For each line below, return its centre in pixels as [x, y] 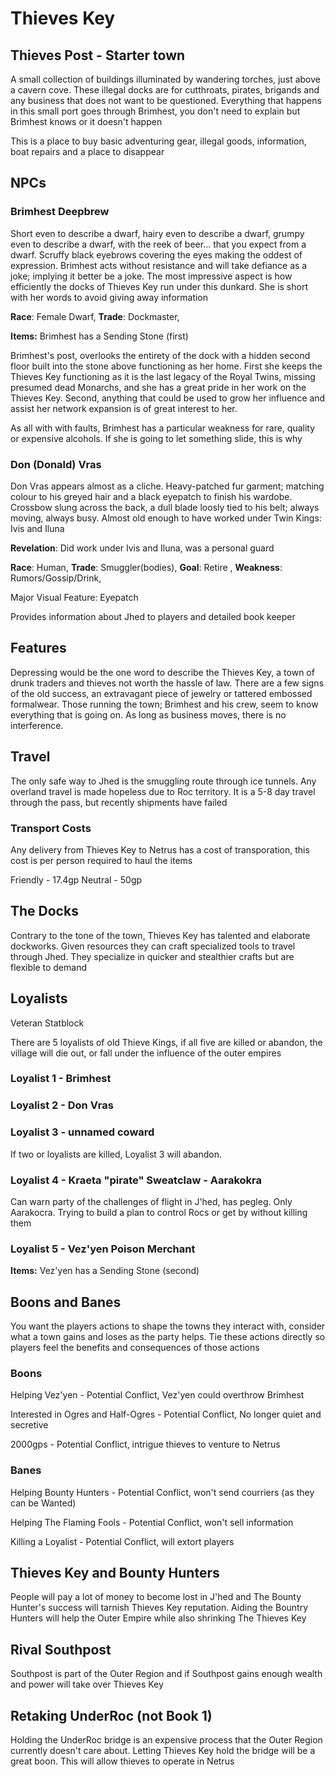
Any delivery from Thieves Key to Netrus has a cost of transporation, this [160, 849]
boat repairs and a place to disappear [87, 151]
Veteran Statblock [47, 1023]
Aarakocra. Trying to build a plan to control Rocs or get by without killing [159, 1212]
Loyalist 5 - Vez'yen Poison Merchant [103, 1249]
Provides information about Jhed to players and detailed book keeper [153, 616]
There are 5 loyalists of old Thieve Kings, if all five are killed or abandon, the [166, 1042]
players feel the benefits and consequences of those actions [135, 1348]
